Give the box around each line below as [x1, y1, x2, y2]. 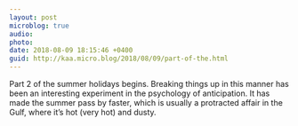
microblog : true [9, 21, 69, 30]
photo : [9, 37, 34, 47]
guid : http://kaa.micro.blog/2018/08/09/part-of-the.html [9, 54, 229, 63]
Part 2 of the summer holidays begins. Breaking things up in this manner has [9, 79, 289, 89]
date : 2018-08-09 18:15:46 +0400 [9, 46, 133, 55]
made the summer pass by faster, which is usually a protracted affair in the [9, 98, 283, 107]
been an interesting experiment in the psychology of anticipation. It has [9, 88, 270, 98]
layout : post [9, 12, 58, 22]
